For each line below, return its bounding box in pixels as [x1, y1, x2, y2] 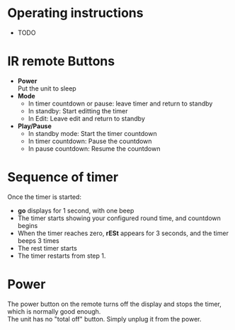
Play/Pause [17, 122, 52, 130]
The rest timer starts [17, 244, 78, 252]
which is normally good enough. [7, 307, 101, 316]
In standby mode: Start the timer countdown [28, 129, 157, 137]
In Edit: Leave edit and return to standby [28, 114, 145, 123]
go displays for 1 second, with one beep [17, 206, 134, 215]
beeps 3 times [17, 236, 59, 245]
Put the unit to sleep [17, 84, 76, 93]
